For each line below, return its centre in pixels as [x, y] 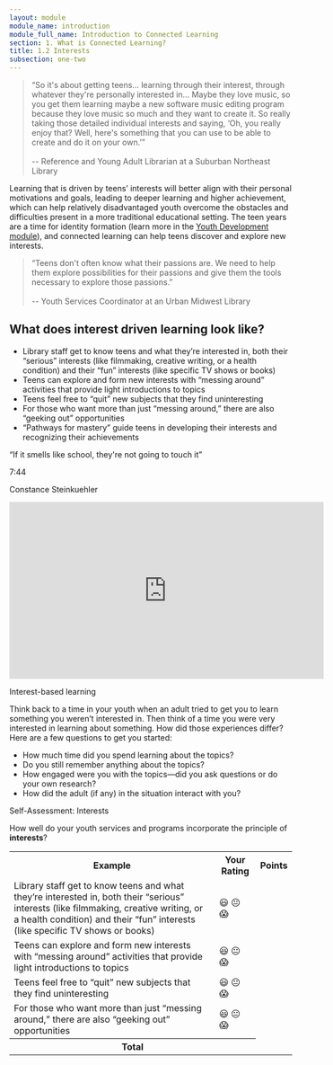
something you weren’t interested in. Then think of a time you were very [142, 718]
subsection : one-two [48, 59]
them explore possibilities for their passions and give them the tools [156, 272]
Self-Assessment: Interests [59, 811]
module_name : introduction [60, 26]
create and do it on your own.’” [88, 142]
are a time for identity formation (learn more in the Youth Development [139, 226]
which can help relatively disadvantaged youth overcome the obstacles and [149, 207]
